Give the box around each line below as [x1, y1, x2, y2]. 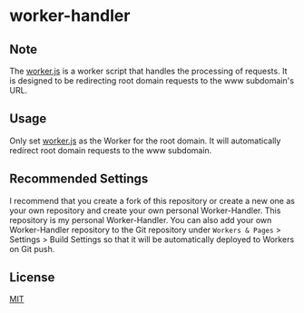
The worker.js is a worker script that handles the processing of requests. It [9, 65, 288, 76]
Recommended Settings [9, 171, 149, 187]
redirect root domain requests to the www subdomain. [9, 144, 212, 155]
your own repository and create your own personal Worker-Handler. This [9, 205, 281, 216]
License [9, 269, 55, 286]
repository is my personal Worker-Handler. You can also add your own [9, 214, 272, 225]
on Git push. [9, 243, 55, 254]
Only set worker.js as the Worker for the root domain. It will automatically [9, 135, 281, 146]
